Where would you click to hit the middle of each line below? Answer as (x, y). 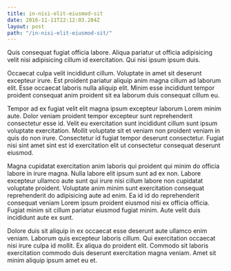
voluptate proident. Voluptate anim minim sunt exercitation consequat (106, 188)
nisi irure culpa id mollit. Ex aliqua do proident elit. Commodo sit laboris (108, 245)
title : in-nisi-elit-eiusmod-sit (55, 13)
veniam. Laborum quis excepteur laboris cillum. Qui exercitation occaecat (111, 239)
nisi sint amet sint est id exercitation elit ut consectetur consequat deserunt (114, 145)
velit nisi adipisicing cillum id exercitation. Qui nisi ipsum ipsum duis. (104, 60)
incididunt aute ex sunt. (40, 218)
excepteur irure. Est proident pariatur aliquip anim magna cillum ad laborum (114, 81)
